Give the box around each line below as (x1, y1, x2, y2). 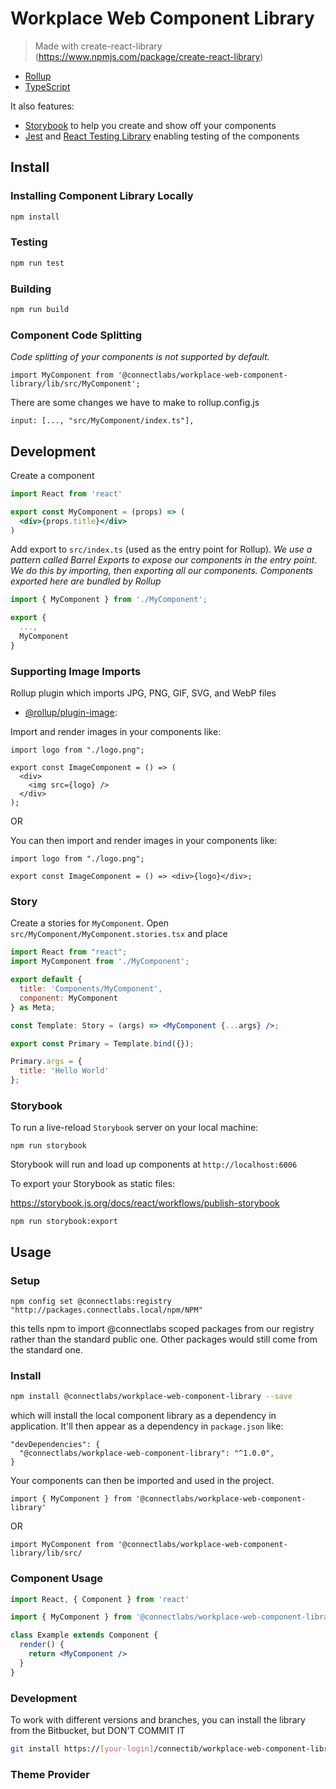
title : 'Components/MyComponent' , (19, 984, 163, 994)
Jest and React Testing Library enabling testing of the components (24, 130, 300, 142)
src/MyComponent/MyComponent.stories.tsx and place (10, 928, 228, 940)
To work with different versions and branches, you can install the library (10, 1713, 306, 1726)
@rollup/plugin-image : (24, 707, 118, 719)
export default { (10, 975, 83, 985)
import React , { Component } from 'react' (10, 1594, 190, 1604)
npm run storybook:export (10, 1217, 118, 1227)
